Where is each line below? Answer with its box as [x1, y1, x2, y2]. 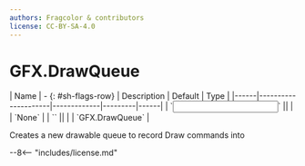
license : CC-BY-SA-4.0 [9, 22, 96, 31]
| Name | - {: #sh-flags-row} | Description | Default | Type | [9, 91, 230, 102]
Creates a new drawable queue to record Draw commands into [9, 130, 246, 141]
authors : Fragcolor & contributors [9, 13, 145, 23]
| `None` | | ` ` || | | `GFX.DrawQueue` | [9, 112, 150, 123]
